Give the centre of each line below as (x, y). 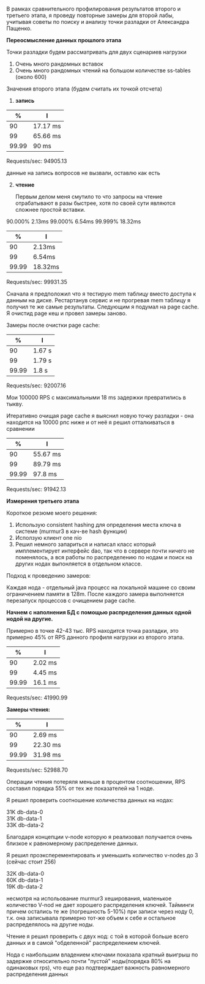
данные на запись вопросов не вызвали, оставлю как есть (83, 173)
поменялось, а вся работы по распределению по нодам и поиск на (104, 557)
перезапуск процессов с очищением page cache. (71, 600)
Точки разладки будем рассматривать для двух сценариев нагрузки (96, 52)
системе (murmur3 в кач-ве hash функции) (71, 531)
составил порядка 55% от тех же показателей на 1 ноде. (80, 788)
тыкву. (15, 404)
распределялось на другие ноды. (50, 924)
